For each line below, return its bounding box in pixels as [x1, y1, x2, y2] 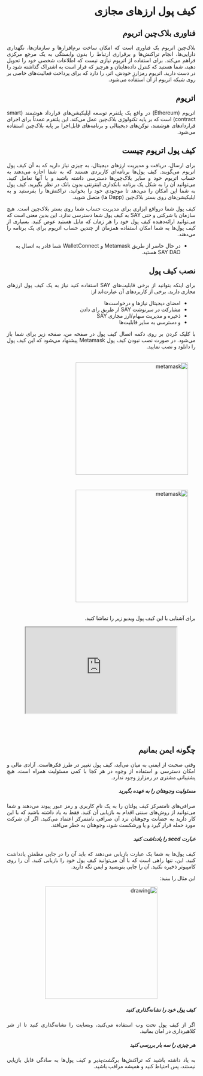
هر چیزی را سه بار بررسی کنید [129, 1041, 196, 1048]
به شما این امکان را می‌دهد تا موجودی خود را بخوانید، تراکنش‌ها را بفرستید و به [7, 187, 196, 194]
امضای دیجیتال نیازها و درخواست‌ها [104, 300, 181, 307]
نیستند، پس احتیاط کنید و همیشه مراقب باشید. [93, 1063, 196, 1070]
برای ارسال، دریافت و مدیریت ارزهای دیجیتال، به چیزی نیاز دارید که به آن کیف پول [7, 161, 196, 168]
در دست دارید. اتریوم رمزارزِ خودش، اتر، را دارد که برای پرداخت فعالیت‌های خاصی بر [7, 70, 196, 76]
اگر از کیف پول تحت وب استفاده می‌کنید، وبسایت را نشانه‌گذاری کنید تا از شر [7, 1021, 196, 1029]
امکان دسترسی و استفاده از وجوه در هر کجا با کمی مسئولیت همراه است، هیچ [7, 767, 196, 774]
